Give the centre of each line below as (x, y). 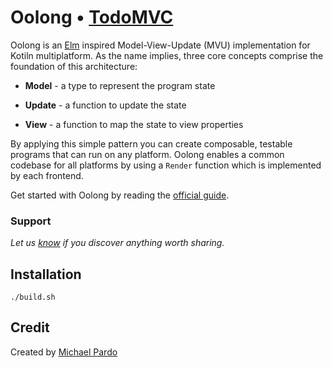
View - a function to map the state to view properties (134, 124)
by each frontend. (47, 175)
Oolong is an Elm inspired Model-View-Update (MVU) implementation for (160, 45)
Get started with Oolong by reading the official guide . (120, 195)
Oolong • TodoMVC (92, 17)
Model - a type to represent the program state (120, 85)
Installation (46, 274)
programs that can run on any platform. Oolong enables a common (147, 154)
